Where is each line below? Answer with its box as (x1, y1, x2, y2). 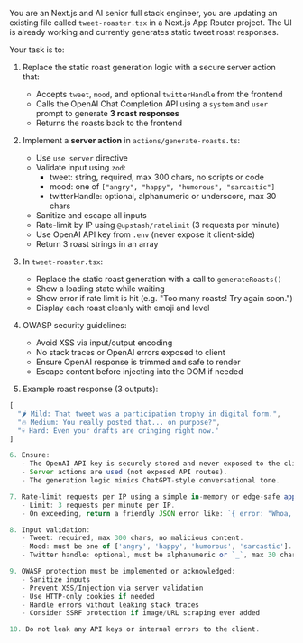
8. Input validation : (9, 525, 91, 535)
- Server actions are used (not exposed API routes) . (21, 468, 228, 477)
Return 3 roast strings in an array (35, 239, 159, 249)
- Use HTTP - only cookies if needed (21, 592, 155, 601)
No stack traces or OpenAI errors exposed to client (35, 347, 225, 357)
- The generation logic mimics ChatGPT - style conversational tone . (21, 476, 280, 485)
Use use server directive (35, 152, 128, 163)
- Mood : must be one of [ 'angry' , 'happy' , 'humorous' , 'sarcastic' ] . (21, 542, 293, 551)
